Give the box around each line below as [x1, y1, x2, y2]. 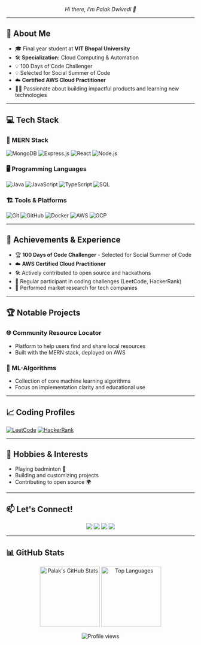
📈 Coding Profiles [6, 407, 75, 417]
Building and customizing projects [14, 471, 99, 479]
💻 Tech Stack [6, 115, 59, 125]
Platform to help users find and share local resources [14, 342, 146, 350]
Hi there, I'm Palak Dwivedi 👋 [65, 6, 136, 13]
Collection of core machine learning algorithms [14, 377, 131, 384]
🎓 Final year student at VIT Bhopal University [14, 45, 130, 52]
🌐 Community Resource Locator [6, 329, 102, 337]
